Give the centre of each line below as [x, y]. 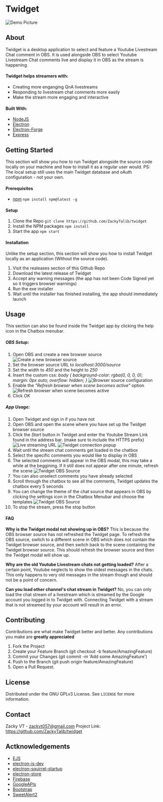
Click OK [21, 396]
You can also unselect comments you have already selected [73, 476]
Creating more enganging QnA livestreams [55, 87]
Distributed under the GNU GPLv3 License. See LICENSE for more [70, 694]
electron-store [27, 774]
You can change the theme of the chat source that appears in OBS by [82, 492]
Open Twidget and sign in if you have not [54, 419]
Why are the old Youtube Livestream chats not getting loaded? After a [77, 564]
